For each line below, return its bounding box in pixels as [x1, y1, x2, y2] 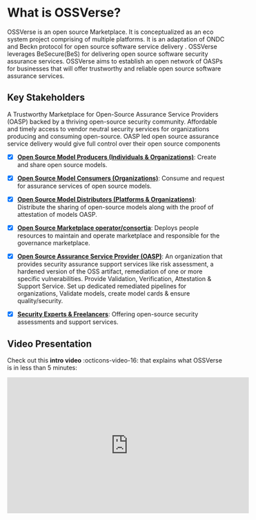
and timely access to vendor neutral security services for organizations [7, 124, 210, 133]
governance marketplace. [17, 239, 90, 247]
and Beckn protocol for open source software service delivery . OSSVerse [7, 42, 217, 50]
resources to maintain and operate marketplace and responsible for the [17, 231, 220, 240]
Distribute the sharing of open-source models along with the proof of [17, 202, 214, 211]
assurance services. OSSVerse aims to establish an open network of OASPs [7, 57, 223, 65]
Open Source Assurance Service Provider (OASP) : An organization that [17, 252, 223, 260]
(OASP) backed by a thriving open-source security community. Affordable [7, 117, 217, 126]
